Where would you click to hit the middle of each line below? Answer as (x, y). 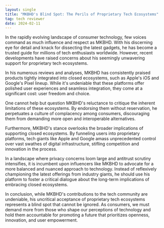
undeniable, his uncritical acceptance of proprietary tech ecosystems (75, 200)
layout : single (21, 10)
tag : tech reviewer (25, 19)
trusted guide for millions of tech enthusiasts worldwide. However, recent (79, 53)
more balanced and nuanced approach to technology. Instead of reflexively (81, 169)
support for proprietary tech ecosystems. (47, 63)
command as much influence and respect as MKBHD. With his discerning (79, 43)
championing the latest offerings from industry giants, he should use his (78, 174)
